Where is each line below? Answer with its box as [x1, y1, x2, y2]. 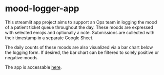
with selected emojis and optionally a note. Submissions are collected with [5, 29, 155, 35]
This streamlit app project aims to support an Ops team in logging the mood [5, 19, 157, 25]
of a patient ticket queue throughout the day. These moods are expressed [5, 24, 153, 30]
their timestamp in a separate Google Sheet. [5, 35, 94, 41]
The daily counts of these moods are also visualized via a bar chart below [5, 44, 153, 50]
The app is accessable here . [5, 64, 62, 70]
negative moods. [5, 54, 39, 60]
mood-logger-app [5, 3, 80, 14]
